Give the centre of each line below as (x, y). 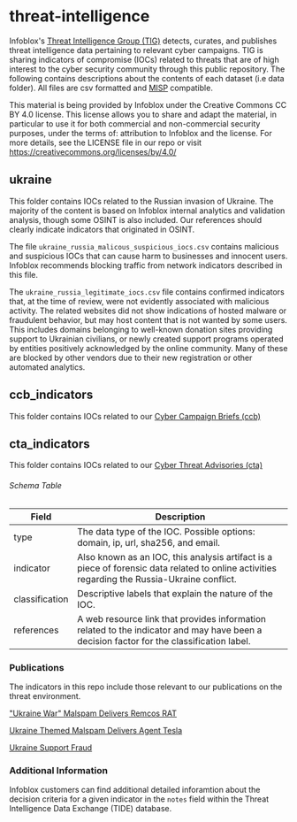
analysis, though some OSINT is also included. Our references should (136, 219)
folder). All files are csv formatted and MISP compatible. (111, 88)
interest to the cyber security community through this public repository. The (147, 69)
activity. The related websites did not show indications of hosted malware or (148, 311)
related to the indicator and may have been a (170, 630)
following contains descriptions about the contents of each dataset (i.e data (147, 78)
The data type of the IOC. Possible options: (166, 531)
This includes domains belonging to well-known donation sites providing (141, 329)
